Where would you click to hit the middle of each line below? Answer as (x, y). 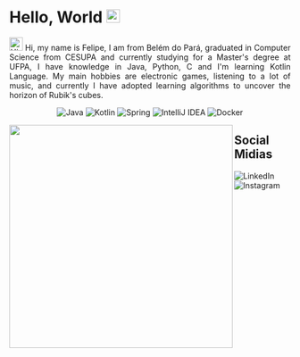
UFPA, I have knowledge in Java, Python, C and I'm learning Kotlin (150, 66)
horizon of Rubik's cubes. (57, 95)
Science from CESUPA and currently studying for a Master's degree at (150, 57)
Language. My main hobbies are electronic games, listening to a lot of (150, 76)
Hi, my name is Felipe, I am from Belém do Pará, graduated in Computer (158, 47)
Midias (254, 154)
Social (252, 141)
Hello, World (56, 17)
